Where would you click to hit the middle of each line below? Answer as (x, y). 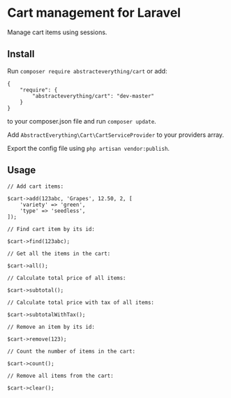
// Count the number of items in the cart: (72, 351)
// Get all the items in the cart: (59, 253)
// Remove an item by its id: (51, 327)
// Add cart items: (36, 186)
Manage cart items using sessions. (57, 32)
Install (21, 54)
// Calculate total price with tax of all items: (81, 302)
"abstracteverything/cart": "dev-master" (94, 96)
